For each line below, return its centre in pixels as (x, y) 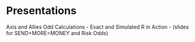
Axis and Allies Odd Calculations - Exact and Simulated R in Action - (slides (97, 27)
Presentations (41, 11)
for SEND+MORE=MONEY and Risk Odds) (57, 33)
